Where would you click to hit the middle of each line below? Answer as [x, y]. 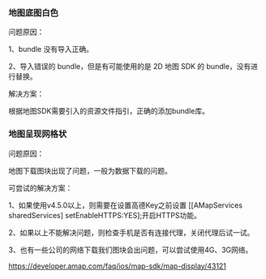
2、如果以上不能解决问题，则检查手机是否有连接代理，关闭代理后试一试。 [131, 232]
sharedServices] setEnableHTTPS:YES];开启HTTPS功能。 [105, 215]
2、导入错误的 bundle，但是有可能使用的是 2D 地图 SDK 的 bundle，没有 [130, 67]
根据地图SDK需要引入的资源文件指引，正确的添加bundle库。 [109, 111]
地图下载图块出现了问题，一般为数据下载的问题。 [90, 170]
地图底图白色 [34, 12]
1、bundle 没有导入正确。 [51, 49]
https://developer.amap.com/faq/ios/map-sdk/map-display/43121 [118, 266]
